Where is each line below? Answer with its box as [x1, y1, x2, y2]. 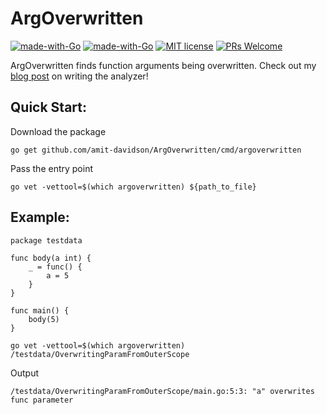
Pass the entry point [10, 162, 93, 174]
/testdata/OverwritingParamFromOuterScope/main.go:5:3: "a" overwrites [10, 386, 315, 396]
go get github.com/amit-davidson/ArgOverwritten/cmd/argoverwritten [10, 145, 302, 155]
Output [10, 367, 39, 379]
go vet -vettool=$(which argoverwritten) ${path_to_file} [10, 182, 257, 192]
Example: [10, 209, 70, 226]
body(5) [28, 314, 60, 324]
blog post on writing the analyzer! [10, 70, 149, 82]
